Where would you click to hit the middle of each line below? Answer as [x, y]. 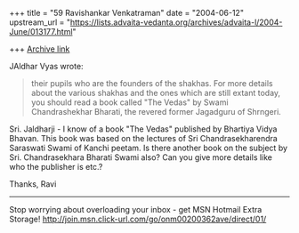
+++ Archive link [40, 49]
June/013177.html [41, 32]
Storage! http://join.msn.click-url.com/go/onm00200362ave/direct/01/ [138, 219]
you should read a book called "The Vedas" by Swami [129, 102]
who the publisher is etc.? [56, 167]
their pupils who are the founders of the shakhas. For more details [152, 83]
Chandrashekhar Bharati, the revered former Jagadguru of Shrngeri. [156, 112]
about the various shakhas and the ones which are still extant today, [156, 93]
